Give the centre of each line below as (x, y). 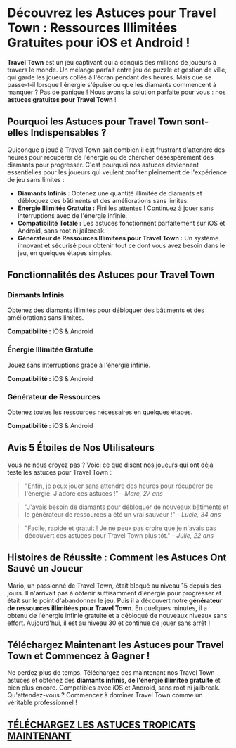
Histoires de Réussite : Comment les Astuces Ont (117, 558)
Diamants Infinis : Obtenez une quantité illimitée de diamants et (110, 193)
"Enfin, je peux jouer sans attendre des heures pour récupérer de (119, 486)
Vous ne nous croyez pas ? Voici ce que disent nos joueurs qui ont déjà (110, 465)
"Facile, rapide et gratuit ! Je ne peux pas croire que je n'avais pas (120, 528)
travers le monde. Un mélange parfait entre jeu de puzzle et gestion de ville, (117, 70)
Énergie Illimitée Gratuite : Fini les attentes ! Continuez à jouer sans (116, 208)
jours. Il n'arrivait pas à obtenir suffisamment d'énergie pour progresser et (114, 593)
